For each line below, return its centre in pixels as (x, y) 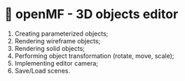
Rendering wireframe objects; (57, 40)
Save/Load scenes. (42, 71)
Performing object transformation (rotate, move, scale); (94, 56)
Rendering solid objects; (50, 48)
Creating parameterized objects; (61, 34)
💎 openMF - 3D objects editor (91, 14)
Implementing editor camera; (56, 63)
